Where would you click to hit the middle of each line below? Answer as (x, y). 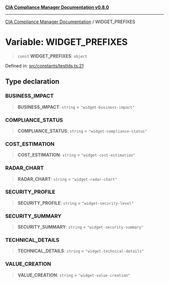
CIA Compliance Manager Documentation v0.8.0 (57, 7)
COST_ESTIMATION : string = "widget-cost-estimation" (76, 155)
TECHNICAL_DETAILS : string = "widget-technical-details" (81, 251)
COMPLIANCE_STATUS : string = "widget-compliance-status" (82, 131)
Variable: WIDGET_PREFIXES (67, 42)
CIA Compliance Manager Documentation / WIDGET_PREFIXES (70, 22)
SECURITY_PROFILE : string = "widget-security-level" (76, 203)
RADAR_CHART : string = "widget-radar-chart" (67, 179)
